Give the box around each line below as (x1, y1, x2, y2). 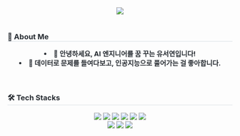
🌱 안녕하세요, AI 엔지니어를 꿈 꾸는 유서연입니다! (53, 49, 196, 59)
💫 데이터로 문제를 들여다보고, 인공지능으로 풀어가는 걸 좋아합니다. (28, 58, 221, 68)
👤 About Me (7, 31, 49, 41)
